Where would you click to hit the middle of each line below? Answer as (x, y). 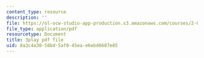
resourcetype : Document (36, 34)
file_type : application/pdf (42, 29)
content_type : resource (36, 12)
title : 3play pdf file (35, 40)
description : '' (27, 18)
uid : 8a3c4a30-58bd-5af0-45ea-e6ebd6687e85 (62, 46)
